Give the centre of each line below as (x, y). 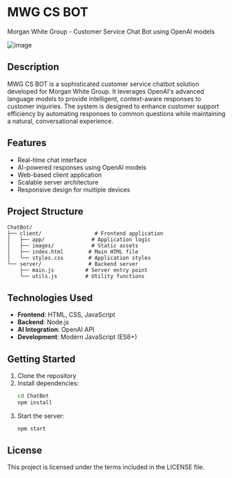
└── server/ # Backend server (73, 264)
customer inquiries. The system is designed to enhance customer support (113, 106)
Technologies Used (50, 298)
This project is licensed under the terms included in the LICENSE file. (106, 467)
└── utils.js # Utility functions (82, 277)
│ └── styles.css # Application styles (79, 258)
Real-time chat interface (52, 160)
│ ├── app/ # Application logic (79, 240)
